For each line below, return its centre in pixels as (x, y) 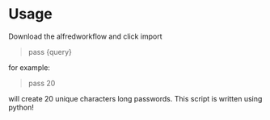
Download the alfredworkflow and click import (86, 36)
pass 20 (42, 83)
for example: (30, 67)
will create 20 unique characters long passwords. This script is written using (135, 98)
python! (21, 107)
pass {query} (50, 52)
